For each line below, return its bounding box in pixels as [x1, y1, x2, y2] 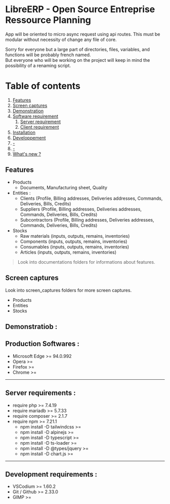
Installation [12, 129, 36, 135]
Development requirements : [5, 470, 98, 479]
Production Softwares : [5, 340, 80, 348]
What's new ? [12, 151, 41, 157]
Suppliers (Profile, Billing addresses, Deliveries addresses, [20, 206, 142, 212]
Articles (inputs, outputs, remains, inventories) [20, 249, 117, 255]
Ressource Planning [5, 14, 91, 26]
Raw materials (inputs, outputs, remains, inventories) [20, 233, 130, 239]
